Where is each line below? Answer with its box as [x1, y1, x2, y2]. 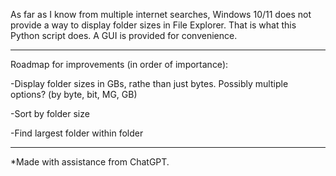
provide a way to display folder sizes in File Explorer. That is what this [10, 19, 297, 31]
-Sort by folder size [10, 108, 90, 119]
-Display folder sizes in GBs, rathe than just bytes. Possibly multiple [10, 78, 289, 89]
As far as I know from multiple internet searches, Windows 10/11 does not [10, 9, 312, 20]
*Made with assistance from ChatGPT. [10, 156, 170, 168]
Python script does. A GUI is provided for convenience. [10, 30, 238, 41]
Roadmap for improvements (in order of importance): [10, 59, 229, 70]
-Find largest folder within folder [10, 127, 144, 139]
